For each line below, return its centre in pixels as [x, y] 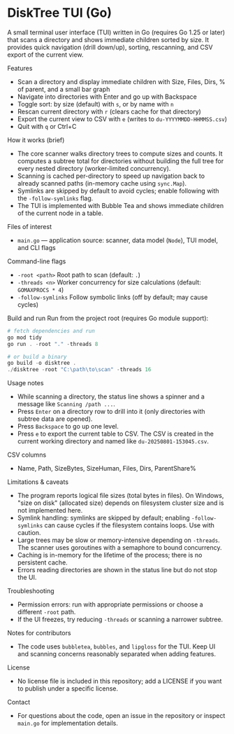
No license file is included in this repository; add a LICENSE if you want [119, 681]
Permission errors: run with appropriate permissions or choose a [110, 604]
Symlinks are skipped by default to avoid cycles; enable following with [118, 191]
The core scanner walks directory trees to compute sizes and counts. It [120, 153]
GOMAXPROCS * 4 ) [41, 289]
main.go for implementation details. [68, 723]
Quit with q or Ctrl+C [47, 126]
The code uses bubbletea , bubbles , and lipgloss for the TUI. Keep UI [116, 646]
